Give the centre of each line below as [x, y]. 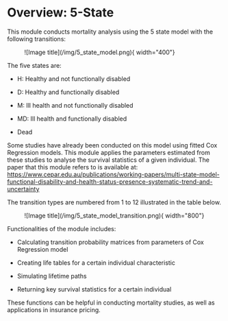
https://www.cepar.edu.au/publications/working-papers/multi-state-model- [114, 174]
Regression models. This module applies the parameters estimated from [109, 152]
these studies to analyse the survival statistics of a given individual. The [109, 160]
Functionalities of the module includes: [62, 228]
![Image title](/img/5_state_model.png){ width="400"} [100, 52]
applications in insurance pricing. [54, 309]
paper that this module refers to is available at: [73, 167]
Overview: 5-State [61, 13]
